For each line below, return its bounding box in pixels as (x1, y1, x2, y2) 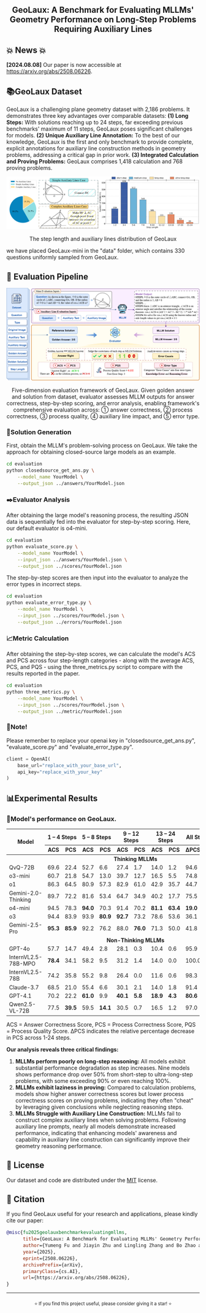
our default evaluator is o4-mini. (6, 524, 88, 532)
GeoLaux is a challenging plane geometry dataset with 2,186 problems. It (6, 105, 190, 113)
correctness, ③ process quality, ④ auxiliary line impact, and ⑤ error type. (6, 412, 200, 419)
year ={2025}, (22, 1249, 56, 1255)
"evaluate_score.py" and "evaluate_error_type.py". (6, 743, 134, 751)
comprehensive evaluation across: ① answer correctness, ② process (13, 406, 193, 413)
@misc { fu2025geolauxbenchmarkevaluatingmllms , (6, 1230, 128, 1236)
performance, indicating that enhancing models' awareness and (15, 1129, 177, 1136)
